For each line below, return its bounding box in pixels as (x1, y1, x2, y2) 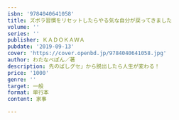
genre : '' (7, 76, 37, 83)
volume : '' (7, 23, 40, 30)
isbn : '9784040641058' (7, 10, 75, 18)
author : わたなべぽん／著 (7, 56, 76, 64)
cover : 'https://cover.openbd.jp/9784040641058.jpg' (7, 50, 167, 57)
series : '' (7, 30, 40, 37)
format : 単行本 (7, 89, 49, 96)
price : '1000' (7, 69, 50, 76)
